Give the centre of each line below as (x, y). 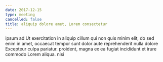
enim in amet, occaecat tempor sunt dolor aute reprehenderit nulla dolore (82, 44)
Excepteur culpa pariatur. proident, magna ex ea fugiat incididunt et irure (81, 49)
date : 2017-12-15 (24, 10)
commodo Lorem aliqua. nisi (35, 54)
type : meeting (20, 15)
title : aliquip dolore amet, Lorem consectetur (56, 24)
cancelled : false (24, 19)
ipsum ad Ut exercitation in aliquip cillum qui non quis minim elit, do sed (80, 38)
